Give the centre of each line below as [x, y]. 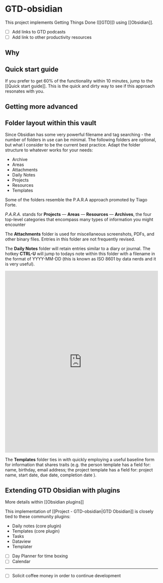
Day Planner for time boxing [40, 556]
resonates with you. [25, 91]
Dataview [21, 541]
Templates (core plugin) [36, 531]
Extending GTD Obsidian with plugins [63, 490]
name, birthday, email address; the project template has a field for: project [79, 470]
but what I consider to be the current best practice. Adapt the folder [73, 145]
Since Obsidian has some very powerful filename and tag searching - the [78, 135]
